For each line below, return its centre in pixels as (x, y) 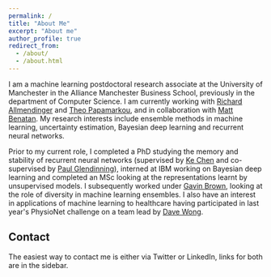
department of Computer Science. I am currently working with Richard (125, 101)
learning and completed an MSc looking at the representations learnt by (128, 177)
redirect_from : (34, 46)
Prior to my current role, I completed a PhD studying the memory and (123, 151)
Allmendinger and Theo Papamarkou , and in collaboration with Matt (121, 109)
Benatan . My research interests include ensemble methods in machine (126, 118)
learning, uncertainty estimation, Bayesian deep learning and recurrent (126, 127)
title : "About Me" (39, 23)
